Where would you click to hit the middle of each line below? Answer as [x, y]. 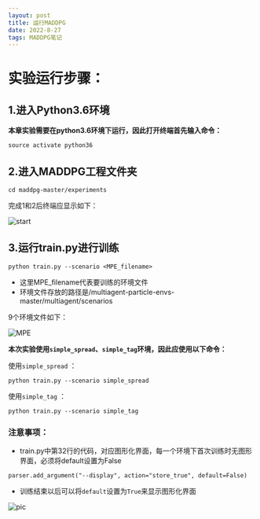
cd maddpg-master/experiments [58, 190]
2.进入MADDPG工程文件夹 [73, 171]
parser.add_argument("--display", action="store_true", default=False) [128, 476]
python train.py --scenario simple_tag [73, 411]
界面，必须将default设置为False [70, 461]
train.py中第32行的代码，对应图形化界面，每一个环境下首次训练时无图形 [136, 451]
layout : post [29, 15]
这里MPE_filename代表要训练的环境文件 [84, 282]
